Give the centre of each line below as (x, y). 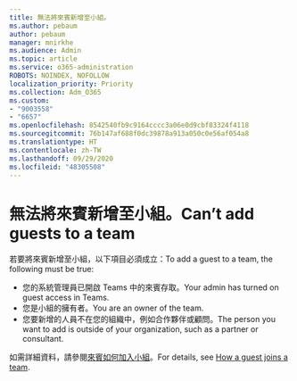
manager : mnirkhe (41, 42)
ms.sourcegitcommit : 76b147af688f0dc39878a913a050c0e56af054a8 (129, 134)
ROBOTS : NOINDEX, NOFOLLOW (59, 76)
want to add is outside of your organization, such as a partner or (140, 329)
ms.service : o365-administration (71, 68)
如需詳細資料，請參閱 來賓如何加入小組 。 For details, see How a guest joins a (148, 357)
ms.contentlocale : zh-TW (55, 150)
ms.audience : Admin (45, 51)
